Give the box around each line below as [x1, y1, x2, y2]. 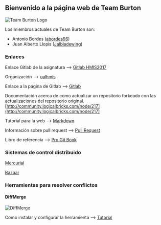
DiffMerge [5, 194, 26, 200]
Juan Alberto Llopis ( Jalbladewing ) [12, 41, 83, 47]
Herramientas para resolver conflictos [5, 182, 98, 189]
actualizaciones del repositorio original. [5, 98, 85, 104]
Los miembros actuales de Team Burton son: [5, 26, 95, 32]
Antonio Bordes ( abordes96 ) [12, 36, 70, 42]
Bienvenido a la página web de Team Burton [5, 4, 141, 12]
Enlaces [5, 53, 24, 60]
